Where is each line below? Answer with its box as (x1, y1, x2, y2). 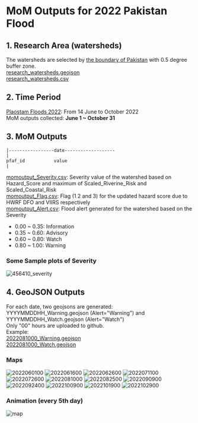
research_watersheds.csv (6, 75, 69, 82)
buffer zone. (6, 62, 37, 70)
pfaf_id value (6, 157, 68, 164)
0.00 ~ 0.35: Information (14, 223, 75, 230)
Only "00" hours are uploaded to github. (6, 322, 104, 329)
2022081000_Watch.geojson (6, 340, 76, 348)
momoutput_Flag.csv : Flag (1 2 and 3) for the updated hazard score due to (6, 192, 188, 200)
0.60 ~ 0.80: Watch (14, 235, 62, 242)
